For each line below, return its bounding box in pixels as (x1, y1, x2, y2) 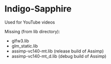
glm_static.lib (11, 43, 38, 49)
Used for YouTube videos (4, 19, 55, 25)
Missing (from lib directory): (4, 28, 60, 34)
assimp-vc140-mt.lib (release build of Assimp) (11, 48, 104, 54)
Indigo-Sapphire (4, 3, 72, 14)
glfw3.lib (11, 38, 30, 44)
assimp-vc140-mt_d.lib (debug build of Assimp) (11, 53, 107, 59)
